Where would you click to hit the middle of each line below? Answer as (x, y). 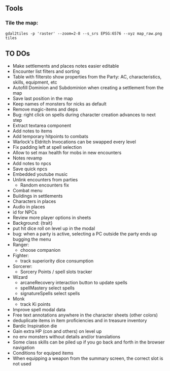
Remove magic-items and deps (45, 109)
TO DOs (18, 54)
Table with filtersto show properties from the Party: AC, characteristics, (87, 76)
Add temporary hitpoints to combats (50, 136)
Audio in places (29, 206)
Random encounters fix (45, 185)
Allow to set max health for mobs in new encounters (67, 152)
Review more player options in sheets (52, 217)
